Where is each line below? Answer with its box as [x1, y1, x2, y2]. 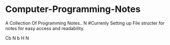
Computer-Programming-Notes [5, 3, 141, 15]
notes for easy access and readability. [5, 25, 85, 31]
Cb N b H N [5, 35, 29, 41]
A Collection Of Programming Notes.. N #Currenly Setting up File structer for [5, 20, 165, 26]
